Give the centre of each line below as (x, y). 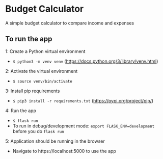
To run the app (29, 39)
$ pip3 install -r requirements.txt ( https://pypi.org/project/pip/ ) (83, 100)
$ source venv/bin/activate (42, 81)
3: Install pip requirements (33, 91)
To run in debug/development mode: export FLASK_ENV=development (84, 126)
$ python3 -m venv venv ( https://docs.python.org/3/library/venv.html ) (85, 61)
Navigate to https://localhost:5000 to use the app (64, 151)
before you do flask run (38, 131)
